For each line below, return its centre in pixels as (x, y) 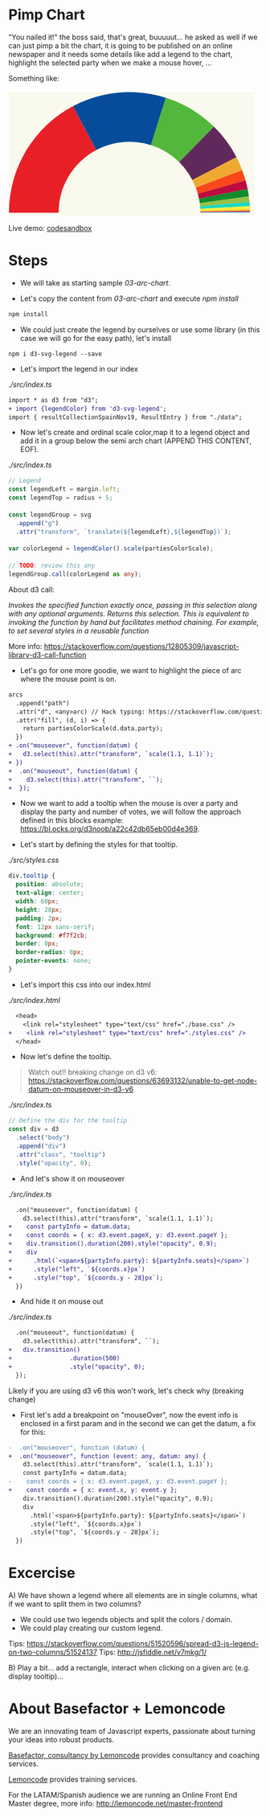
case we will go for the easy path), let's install (96, 338)
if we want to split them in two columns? (75, 1604)
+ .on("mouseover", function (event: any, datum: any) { (107, 1456)
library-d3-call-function (47, 655)
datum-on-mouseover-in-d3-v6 (81, 1089)
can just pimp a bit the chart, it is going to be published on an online (121, 45)
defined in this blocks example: (72, 820)
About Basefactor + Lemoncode (117, 1709)
